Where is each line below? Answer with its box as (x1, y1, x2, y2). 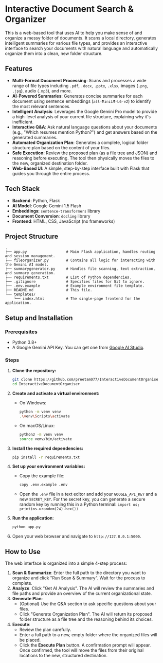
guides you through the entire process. (12, 170, 91, 176)
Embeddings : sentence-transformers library (12, 208, 101, 214)
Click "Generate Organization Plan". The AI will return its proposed (19, 611, 152, 617)
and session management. (5, 254, 55, 259)
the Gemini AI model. (5, 262, 49, 267)
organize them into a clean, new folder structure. (5, 50, 103, 56)
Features (5, 65, 33, 73)
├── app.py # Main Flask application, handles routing (5, 250, 156, 254)
